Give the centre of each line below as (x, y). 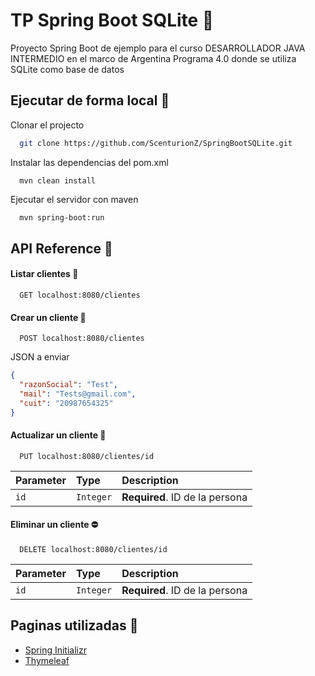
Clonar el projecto (47, 125)
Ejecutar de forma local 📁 (90, 100)
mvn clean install (58, 180)
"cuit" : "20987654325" (66, 403)
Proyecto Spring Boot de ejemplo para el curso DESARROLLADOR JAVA (158, 48)
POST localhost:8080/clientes (82, 339)
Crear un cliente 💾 (48, 317)
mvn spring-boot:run (62, 217)
